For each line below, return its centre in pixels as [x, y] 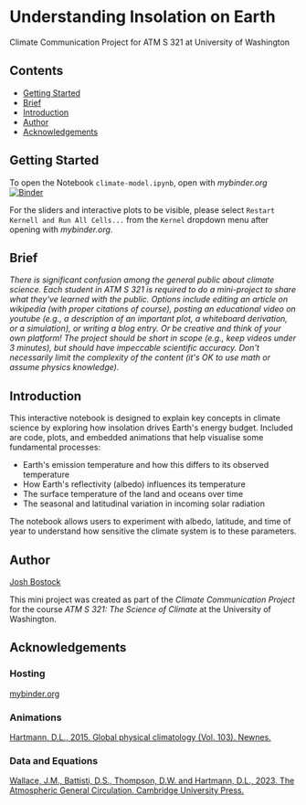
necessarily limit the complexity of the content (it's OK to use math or [140, 357]
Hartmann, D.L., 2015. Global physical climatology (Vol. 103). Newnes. [140, 736]
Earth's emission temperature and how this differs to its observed [146, 465]
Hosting [27, 673]
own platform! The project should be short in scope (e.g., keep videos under [153, 338]
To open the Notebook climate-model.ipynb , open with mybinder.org [138, 182]
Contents [37, 71]
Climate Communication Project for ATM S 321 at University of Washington [150, 42]
